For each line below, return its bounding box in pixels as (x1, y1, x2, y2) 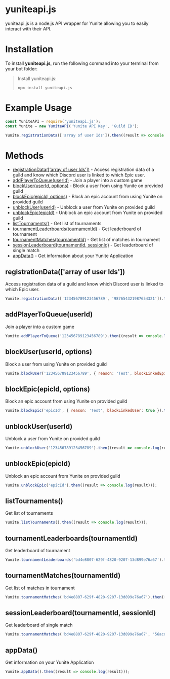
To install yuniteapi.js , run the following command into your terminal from (5, 60, 159, 66)
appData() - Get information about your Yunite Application (12, 253, 134, 259)
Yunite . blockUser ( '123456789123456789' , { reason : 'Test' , (5, 371, 133, 376)
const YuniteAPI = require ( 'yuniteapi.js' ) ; (5, 119, 101, 124)
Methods (5, 150, 44, 161)
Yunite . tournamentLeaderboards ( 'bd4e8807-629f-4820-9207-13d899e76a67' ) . (5, 557, 164, 562)
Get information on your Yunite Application (5, 659, 94, 665)
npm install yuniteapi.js (17, 85, 72, 90)
